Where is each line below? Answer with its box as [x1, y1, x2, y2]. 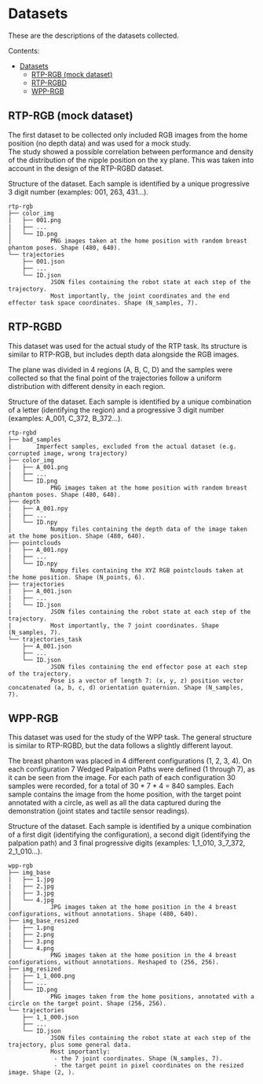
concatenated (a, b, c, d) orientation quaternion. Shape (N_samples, [8, 683, 244, 691]
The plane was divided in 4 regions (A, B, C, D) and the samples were [8, 364, 233, 374]
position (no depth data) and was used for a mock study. [8, 139, 192, 148]
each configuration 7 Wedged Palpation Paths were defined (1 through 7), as [8, 764, 255, 774]
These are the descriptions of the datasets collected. [8, 31, 179, 40]
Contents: [8, 46, 40, 55]
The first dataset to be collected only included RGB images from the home [8, 130, 248, 139]
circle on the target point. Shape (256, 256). [8, 1000, 167, 1008]
